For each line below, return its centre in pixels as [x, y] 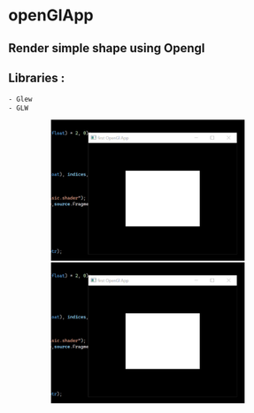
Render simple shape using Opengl [107, 48]
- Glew [20, 99]
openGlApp [51, 15]
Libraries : [37, 77]
